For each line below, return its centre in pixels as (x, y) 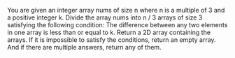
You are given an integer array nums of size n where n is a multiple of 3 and (116, 10)
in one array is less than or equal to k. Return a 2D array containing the (109, 32)
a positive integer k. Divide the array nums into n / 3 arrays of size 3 (105, 17)
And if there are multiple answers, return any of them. (85, 47)
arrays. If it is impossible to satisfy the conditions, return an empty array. (112, 40)
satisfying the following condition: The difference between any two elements (117, 25)
